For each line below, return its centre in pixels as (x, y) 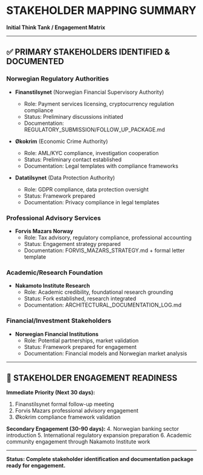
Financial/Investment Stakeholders (59, 321)
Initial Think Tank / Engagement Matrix (56, 27)
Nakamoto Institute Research (53, 286)
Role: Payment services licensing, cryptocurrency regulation (99, 104)
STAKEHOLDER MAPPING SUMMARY (101, 11)
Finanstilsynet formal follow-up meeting (65, 404)
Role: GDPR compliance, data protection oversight (86, 189)
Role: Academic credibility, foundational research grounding (98, 292)
